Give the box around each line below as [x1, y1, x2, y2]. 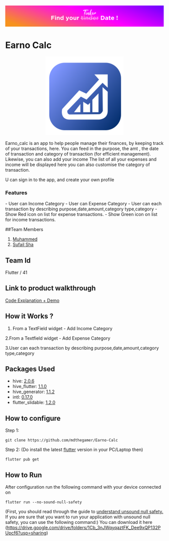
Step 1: [5, 427, 19, 433]
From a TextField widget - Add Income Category [12, 325, 113, 331]
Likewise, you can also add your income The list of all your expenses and [5, 156, 157, 162]
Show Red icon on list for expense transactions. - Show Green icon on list [5, 211, 157, 217]
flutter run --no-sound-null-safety [5, 500, 82, 505]
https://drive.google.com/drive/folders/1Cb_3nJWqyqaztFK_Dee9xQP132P [7, 524, 161, 531]
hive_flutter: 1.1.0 [12, 383, 47, 390]
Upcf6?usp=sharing [5, 530, 47, 536]
